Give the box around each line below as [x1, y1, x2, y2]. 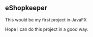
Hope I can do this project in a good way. [5, 26, 89, 32]
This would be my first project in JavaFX [5, 17, 87, 22]
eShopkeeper [5, 4, 48, 12]
